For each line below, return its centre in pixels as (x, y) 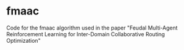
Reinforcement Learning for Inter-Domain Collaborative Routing (86, 34)
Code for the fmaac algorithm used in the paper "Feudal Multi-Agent (92, 28)
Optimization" (23, 40)
